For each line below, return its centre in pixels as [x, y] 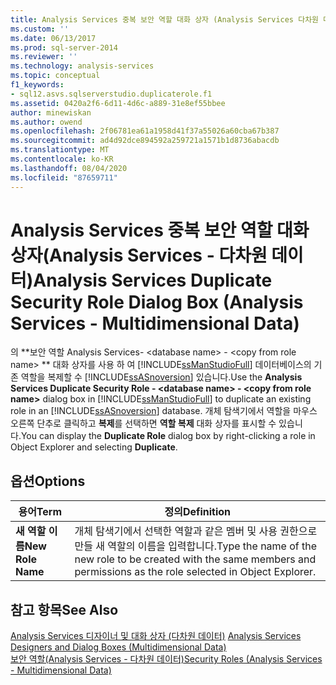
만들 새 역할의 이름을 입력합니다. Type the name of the [196, 546]
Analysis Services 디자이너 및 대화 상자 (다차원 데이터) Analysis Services [156, 636]
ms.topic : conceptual [55, 76]
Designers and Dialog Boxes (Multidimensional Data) [118, 647]
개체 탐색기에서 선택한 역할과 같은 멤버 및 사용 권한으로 [196, 531]
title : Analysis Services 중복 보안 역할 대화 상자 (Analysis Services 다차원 [165, 19]
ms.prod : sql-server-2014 [64, 47]
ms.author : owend [46, 122]
